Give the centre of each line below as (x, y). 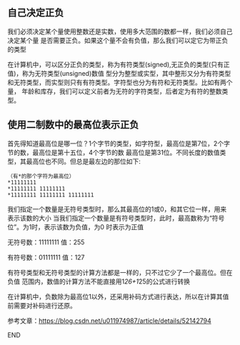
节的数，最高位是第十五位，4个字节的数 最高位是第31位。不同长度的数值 (114, 152)
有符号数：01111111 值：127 (46, 257)
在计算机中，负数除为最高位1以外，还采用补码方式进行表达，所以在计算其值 (118, 296)
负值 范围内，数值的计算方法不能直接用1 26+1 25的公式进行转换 (99, 281)
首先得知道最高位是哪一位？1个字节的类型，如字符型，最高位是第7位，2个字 (119, 143)
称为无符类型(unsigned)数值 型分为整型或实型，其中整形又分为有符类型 (127, 73)
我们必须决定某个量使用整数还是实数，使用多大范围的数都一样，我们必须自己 (120, 31)
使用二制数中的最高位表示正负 (73, 125)
